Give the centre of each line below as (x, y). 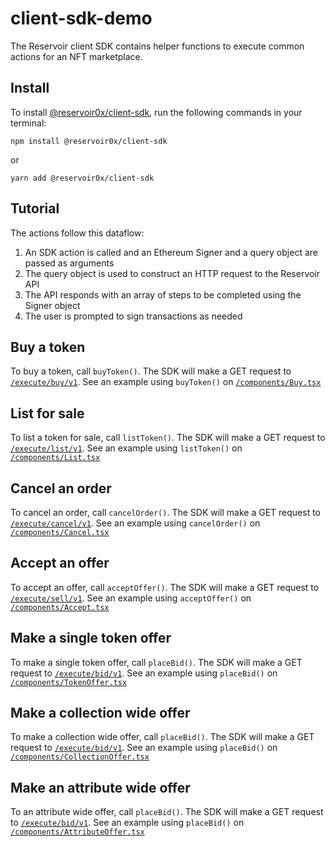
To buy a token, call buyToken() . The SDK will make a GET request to (151, 371)
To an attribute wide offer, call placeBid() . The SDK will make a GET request (167, 812)
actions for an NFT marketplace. (76, 56)
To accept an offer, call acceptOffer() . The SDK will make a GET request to (165, 587)
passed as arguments (69, 263)
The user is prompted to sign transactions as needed (133, 316)
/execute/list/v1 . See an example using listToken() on (126, 448)
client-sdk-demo (81, 18)
